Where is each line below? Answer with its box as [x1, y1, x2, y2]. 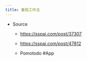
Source [12, 21, 28, 27]
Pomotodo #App [20, 50, 54, 56]
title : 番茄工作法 [5, 7, 40, 12]
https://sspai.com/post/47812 [20, 40, 81, 46]
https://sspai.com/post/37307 [20, 30, 82, 36]
